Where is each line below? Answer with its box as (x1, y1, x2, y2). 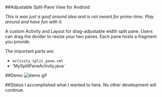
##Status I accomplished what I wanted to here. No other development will (5, 82, 157, 88)
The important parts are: (5, 48, 55, 54)
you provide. (5, 39, 31, 45)
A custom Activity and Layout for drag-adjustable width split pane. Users (5, 28, 153, 34)
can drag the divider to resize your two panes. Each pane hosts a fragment (5, 34, 157, 39)
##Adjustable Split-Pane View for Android (5, 4, 90, 10)
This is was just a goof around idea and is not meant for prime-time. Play (5, 14, 154, 19)
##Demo (5, 73, 23, 78)
